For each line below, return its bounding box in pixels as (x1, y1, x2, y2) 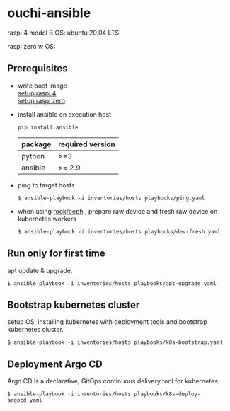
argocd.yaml (7, 397, 42, 404)
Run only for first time (7, 248, 105, 260)
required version (57, 139, 115, 149)
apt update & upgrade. (7, 266, 73, 274)
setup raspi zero (17, 96, 66, 105)
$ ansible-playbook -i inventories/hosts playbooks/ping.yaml (17, 195, 205, 202)
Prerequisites (7, 62, 68, 75)
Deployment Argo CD (7, 358, 103, 370)
